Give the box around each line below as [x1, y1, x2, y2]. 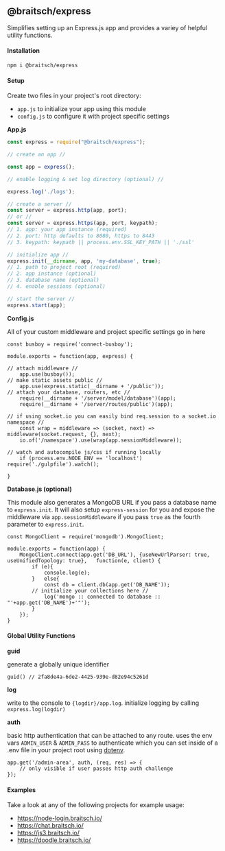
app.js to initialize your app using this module [16, 105, 146, 113]
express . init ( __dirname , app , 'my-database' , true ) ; [7, 257, 161, 265]
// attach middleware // [7, 365, 78, 372]
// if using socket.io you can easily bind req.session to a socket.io [7, 413, 216, 420]
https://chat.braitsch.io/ [16, 822, 84, 830]
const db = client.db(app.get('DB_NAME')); [43, 581, 170, 588]
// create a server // [7, 200, 72, 208]
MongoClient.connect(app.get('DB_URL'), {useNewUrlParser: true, [19, 551, 211, 558]
